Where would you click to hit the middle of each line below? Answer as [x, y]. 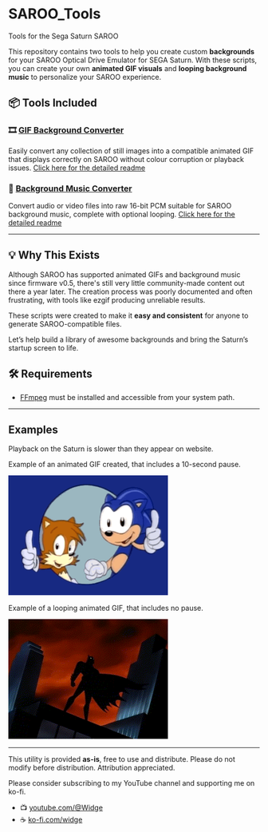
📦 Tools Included [53, 103]
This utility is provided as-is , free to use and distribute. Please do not [122, 759]
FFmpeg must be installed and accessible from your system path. [127, 397]
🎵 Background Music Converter [70, 188]
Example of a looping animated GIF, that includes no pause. [106, 608]
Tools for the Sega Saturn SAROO [63, 36]
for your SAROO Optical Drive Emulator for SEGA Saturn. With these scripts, [133, 60]
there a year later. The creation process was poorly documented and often [130, 291]
